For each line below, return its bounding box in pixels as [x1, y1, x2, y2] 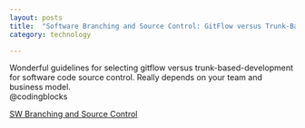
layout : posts [9, 13, 64, 23]
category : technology [9, 30, 92, 39]
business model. [9, 82, 71, 93]
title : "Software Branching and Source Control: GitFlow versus [9, 22, 261, 31]
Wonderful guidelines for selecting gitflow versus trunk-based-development [9, 62, 293, 73]
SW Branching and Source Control [9, 109, 138, 120]
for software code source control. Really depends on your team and [9, 72, 263, 83]
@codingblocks [9, 91, 68, 102]
